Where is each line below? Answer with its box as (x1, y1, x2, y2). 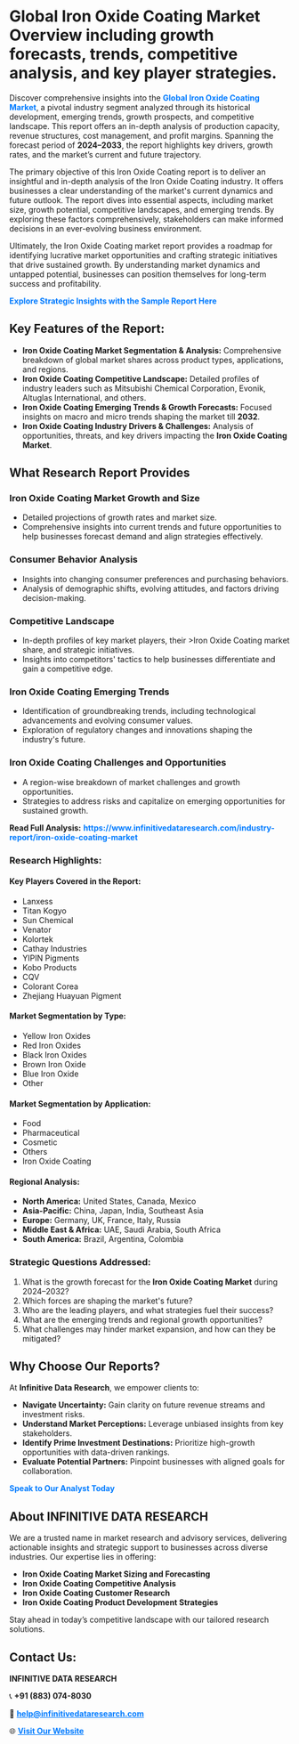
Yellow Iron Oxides (21, 1030, 91, 1041)
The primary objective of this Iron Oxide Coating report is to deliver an (9, 166, 266, 177)
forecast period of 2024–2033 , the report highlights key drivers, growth (9, 140, 273, 150)
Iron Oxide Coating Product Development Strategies (21, 1597, 219, 1608)
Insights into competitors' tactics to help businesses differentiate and (21, 654, 276, 665)
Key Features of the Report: (9, 321, 166, 337)
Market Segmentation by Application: (9, 1098, 151, 1109)
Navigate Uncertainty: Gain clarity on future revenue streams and (21, 1399, 265, 1410)
